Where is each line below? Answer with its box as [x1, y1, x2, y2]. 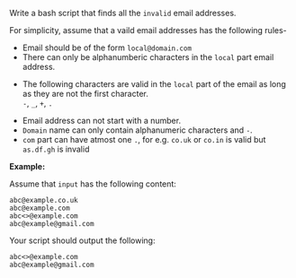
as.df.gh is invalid [22, 143, 90, 154]
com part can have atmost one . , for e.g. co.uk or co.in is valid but [22, 135, 266, 144]
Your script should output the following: [9, 235, 156, 246]
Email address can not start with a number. [22, 116, 182, 126]
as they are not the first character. [22, 89, 148, 99]
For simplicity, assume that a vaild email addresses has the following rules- [9, 25, 288, 35]
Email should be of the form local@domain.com [22, 42, 192, 53]
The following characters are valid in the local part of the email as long [22, 79, 286, 89]
